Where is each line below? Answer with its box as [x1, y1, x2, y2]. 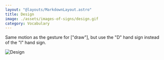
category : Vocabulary [5, 21, 50, 26]
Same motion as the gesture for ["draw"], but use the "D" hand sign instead [5, 34, 160, 40]
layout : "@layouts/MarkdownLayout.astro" [5, 7, 92, 12]
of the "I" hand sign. [5, 40, 46, 46]
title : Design [5, 12, 35, 17]
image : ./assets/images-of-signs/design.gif [5, 16, 99, 21]
